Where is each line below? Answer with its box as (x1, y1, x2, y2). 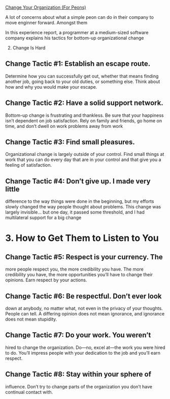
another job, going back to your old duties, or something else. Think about (5, 78, 160, 85)
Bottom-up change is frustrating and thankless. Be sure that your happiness (5, 112, 164, 118)
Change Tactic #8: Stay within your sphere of (5, 370, 151, 379)
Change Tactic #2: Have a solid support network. (5, 99, 163, 108)
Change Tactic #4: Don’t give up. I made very (5, 177, 151, 185)
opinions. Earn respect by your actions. (5, 277, 87, 283)
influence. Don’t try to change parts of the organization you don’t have (5, 383, 152, 389)
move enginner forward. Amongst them (5, 20, 88, 25)
